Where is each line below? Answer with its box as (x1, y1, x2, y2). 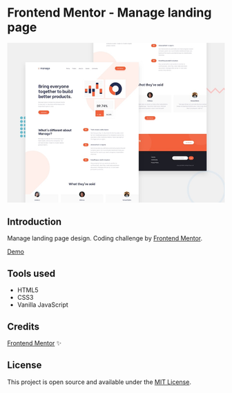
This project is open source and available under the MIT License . (7, 378, 192, 386)
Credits (7, 320, 40, 332)
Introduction (7, 215, 62, 227)
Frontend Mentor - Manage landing (7, 5, 212, 21)
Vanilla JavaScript (17, 300, 69, 309)
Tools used (7, 267, 56, 279)
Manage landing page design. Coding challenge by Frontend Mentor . (7, 234, 203, 242)
